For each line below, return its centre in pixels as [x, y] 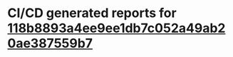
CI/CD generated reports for [92, 13]
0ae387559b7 [50, 43]
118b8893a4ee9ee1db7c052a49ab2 [116, 28]
